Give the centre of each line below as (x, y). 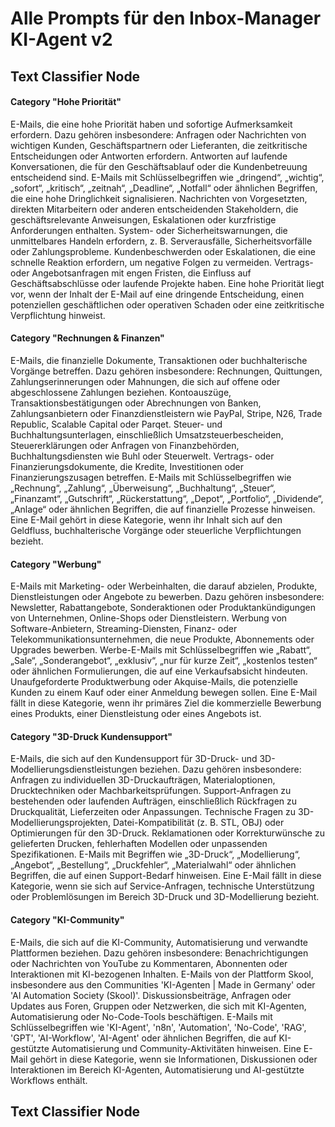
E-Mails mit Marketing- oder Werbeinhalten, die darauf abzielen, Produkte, (164, 586)
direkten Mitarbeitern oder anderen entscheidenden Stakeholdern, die (154, 209)
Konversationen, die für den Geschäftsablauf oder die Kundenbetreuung (159, 166)
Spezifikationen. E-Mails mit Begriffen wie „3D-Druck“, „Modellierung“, (155, 854)
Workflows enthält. (49, 1080)
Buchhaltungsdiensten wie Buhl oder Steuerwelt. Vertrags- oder (142, 456)
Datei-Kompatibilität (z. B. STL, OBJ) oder (198, 823)
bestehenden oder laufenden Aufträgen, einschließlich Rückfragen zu (154, 801)
